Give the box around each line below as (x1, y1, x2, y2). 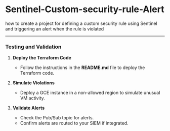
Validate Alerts (12, 105, 45, 111)
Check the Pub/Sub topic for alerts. (20, 115, 94, 121)
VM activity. (20, 95, 46, 101)
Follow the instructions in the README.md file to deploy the (20, 64, 145, 71)
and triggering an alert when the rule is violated (5, 25, 104, 31)
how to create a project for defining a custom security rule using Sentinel (5, 20, 158, 26)
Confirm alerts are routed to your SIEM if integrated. (20, 120, 129, 126)
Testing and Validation (5, 43, 62, 50)
